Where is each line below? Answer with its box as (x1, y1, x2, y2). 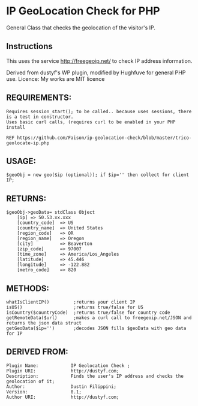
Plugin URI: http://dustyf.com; (6, 368, 119, 374)
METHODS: (6, 283, 50, 293)
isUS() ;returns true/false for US (6, 304, 144, 310)
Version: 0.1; (6, 389, 82, 395)
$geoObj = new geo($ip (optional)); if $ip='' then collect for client (6, 172, 189, 178)
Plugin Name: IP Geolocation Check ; (6, 362, 130, 369)
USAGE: (6, 156, 37, 166)
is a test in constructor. (6, 114, 74, 120)
